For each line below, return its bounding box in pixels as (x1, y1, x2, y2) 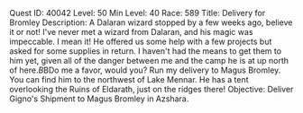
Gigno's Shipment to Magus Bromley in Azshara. (9, 93, 189, 104)
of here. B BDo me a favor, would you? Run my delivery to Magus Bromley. (9, 65, 281, 75)
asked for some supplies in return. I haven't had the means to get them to (9, 46, 282, 56)
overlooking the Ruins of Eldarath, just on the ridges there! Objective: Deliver (9, 84, 294, 94)
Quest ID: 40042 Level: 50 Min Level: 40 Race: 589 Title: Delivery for (9, 8, 266, 18)
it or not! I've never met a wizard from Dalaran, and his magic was (9, 27, 254, 37)
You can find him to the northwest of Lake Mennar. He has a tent (9, 74, 250, 84)
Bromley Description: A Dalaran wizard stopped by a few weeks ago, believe (9, 17, 293, 28)
